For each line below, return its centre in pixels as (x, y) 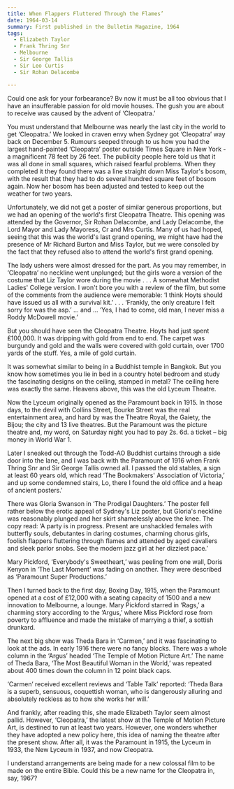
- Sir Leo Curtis (39, 66)
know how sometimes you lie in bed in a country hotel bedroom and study (114, 374)
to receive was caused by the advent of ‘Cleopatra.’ (81, 113)
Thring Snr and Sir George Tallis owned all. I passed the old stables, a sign (114, 468)
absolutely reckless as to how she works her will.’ (78, 699)
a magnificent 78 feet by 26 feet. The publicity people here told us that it (111, 156)
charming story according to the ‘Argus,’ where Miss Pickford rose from (110, 612)
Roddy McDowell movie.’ (43, 317)
